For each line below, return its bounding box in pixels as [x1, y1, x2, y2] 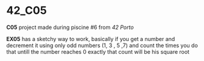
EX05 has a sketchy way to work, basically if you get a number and [6, 35, 175, 42]
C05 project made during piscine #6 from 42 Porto [6, 24, 134, 31]
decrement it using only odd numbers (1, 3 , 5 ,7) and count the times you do [6, 42, 198, 49]
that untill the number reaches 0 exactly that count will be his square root [6, 48, 190, 55]
